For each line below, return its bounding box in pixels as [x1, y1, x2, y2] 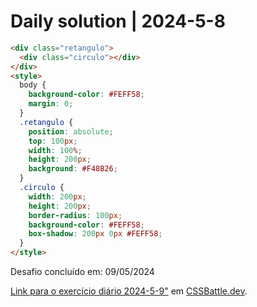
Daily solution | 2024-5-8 [10, 10, 226, 33]
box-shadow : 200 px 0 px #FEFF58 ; [28, 229, 163, 239]
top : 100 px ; [28, 136, 78, 146]
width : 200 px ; [28, 191, 87, 202]
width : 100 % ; [28, 145, 83, 155]
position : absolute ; [28, 126, 114, 137]
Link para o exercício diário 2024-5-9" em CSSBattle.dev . [10, 285, 248, 297]
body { [19, 80, 47, 90]
